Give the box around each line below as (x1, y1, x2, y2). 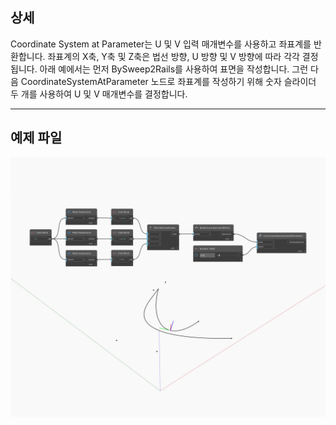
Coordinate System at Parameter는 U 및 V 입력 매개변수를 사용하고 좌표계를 (10, 38, 312, 50)
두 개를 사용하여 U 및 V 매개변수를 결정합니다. (10, 88, 188, 100)
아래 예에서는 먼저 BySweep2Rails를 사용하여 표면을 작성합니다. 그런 (39, 63, 309, 75)
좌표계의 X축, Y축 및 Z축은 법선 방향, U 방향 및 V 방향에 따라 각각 (47, 50, 300, 62)
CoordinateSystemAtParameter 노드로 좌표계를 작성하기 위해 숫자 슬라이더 (20, 75, 317, 87)
